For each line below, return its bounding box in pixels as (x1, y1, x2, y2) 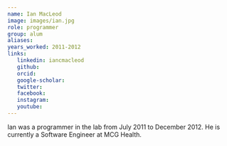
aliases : (7, 37, 33, 44)
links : (7, 51, 27, 58)
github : (16, 63, 40, 71)
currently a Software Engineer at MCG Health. (7, 130, 142, 139)
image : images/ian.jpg (7, 17, 75, 24)
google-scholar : (16, 76, 65, 84)
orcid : (16, 70, 37, 77)
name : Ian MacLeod (7, 10, 62, 18)
